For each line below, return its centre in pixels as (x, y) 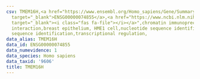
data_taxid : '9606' (30, 61)
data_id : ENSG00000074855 (38, 45)
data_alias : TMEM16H (32, 39)
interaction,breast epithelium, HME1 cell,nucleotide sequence (91, 28)
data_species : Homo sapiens (41, 56)
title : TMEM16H (25, 67)
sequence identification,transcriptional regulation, (79, 34)
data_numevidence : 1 (32, 50)
